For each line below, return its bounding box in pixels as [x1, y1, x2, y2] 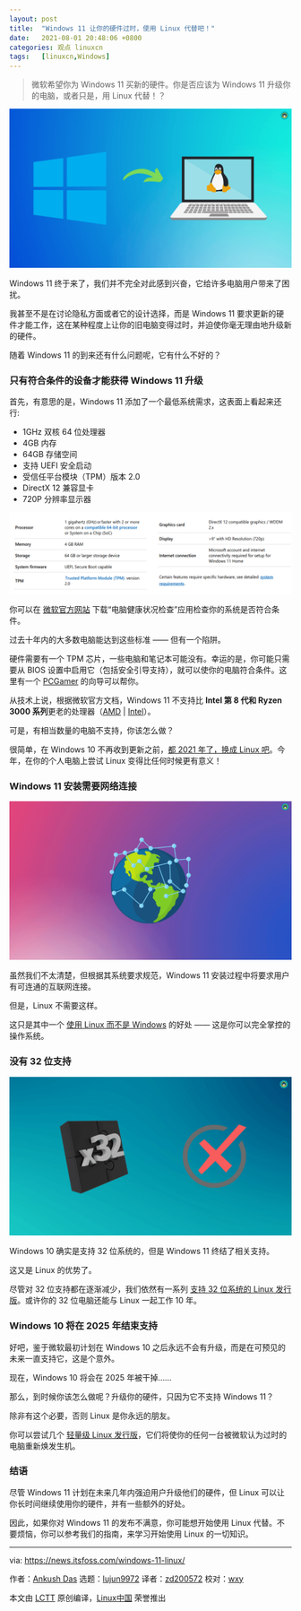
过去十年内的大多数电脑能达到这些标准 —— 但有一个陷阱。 [9, 634, 226, 645]
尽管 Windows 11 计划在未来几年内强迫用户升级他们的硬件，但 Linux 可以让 [9, 1486, 285, 1497]
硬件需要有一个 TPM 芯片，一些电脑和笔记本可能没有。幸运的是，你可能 [9, 653, 275, 663]
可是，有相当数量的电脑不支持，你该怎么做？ [9, 724, 175, 735]
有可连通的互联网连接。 [9, 982, 96, 992]
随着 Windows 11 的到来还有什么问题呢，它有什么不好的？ [9, 350, 222, 360]
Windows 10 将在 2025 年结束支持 [9, 1320, 159, 1332]
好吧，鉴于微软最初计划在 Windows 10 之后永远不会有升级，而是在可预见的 [9, 1341, 287, 1353]
